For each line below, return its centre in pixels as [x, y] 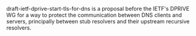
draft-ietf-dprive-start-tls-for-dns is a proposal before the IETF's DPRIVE [98, 9]
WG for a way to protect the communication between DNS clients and [94, 15]
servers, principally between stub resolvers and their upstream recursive [98, 21]
